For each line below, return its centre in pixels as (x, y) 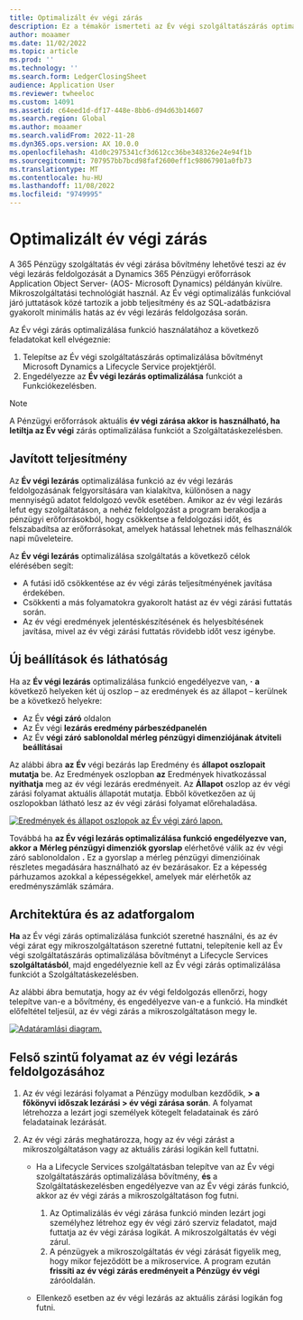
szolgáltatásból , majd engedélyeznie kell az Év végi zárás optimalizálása (145, 965)
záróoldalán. (73, 1280)
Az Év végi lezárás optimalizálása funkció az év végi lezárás (121, 480)
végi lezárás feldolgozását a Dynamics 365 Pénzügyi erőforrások (130, 273)
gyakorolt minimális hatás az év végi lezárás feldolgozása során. (129, 312)
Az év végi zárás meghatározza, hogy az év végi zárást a (129, 1140)
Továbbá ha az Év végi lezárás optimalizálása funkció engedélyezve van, (148, 838)
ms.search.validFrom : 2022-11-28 (72, 136)
